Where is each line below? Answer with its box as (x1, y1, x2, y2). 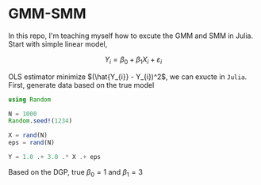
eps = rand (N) (8, 139, 56, 147)
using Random (8, 96, 52, 104)
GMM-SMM (8, 5, 86, 23)
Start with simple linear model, (8, 39, 108, 48)
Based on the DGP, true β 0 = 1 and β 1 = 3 (8, 167, 143, 179)
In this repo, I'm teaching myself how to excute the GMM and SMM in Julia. (8, 31, 254, 40)
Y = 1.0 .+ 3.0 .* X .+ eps (8, 153, 102, 161)
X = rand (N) (8, 131, 48, 139)
